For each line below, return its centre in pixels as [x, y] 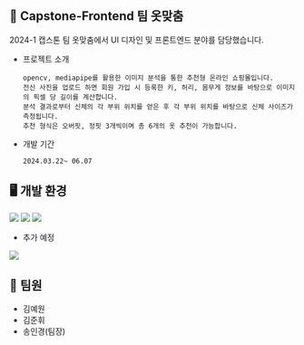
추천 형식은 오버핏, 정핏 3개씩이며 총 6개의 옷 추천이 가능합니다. [130, 126]
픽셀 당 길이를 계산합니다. [75, 97]
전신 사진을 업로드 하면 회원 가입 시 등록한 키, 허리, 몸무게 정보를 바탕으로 [147, 87]
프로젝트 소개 [46, 59]
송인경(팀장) [44, 331]
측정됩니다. [40, 116]
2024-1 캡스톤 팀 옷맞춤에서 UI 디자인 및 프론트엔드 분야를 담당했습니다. [137, 40]
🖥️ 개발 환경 [38, 192]
